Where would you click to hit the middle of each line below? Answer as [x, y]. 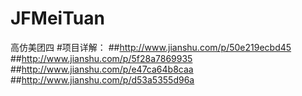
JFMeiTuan [57, 18]
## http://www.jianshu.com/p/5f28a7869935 [101, 58]
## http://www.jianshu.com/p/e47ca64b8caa [102, 69]
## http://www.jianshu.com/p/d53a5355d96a [102, 79]
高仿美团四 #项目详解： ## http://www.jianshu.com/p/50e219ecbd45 [151, 47]
